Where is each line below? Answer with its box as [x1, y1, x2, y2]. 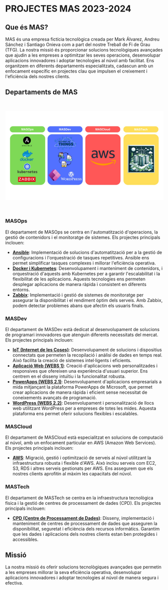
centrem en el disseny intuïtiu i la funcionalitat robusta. [12, 373, 126, 379]
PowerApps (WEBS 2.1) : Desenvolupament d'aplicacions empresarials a [12, 379, 162, 385]
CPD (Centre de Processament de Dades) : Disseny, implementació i [12, 515, 154, 521]
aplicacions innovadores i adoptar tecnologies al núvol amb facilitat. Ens [5, 58, 154, 63]
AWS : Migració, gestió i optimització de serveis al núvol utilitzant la [12, 455, 151, 461]
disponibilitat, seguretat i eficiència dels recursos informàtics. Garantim [12, 525, 160, 531]
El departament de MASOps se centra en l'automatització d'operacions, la [5, 229, 158, 235]
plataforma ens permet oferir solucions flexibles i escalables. [12, 410, 139, 416]
